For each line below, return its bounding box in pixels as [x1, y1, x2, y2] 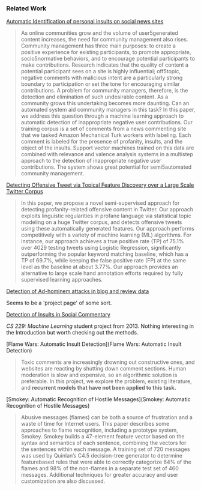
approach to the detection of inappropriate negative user [20, 157, 162, 165]
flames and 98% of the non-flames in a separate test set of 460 [20, 465, 179, 472]
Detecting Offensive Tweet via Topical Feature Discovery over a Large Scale [6, 181, 194, 189]
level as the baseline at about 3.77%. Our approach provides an [20, 263, 178, 271]
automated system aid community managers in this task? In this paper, [20, 106, 196, 113]
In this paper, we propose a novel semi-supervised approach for [20, 199, 180, 207]
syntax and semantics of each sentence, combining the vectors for [20, 440, 187, 447]
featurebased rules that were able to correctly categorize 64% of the [20, 458, 192, 466]
